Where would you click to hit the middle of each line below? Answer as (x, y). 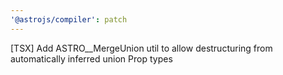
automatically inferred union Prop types (91, 58)
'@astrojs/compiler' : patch (69, 19)
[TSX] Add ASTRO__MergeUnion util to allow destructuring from (141, 48)
